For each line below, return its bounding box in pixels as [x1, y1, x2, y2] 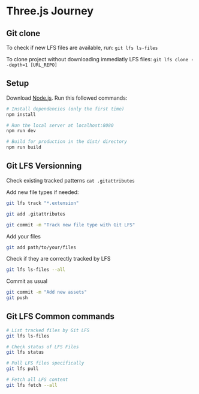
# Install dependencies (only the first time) [6, 106, 125, 112]
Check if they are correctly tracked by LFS [6, 255, 111, 262]
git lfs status [6, 350, 44, 356]
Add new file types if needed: [6, 188, 79, 196]
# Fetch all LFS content [6, 377, 68, 383]
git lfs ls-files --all [6, 267, 66, 273]
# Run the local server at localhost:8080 [6, 122, 114, 129]
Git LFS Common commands [6, 311, 115, 322]
